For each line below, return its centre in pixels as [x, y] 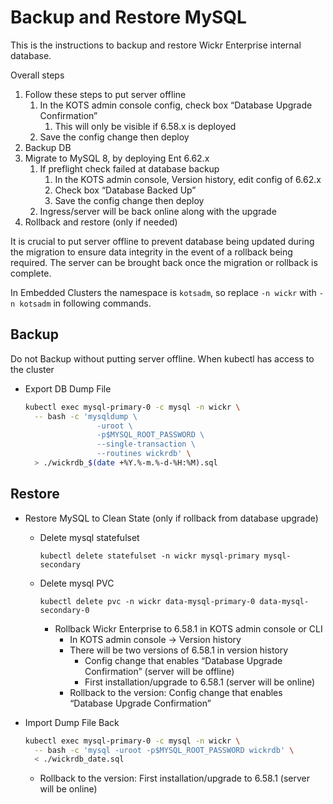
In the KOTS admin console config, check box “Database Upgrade [176, 105]
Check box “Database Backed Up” [125, 190]
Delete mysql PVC [77, 583]
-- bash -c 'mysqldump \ [86, 416]
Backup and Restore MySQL [128, 17]
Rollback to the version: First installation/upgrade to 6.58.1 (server [175, 778]
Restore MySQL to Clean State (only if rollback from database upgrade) [171, 518]
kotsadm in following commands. [85, 303]
